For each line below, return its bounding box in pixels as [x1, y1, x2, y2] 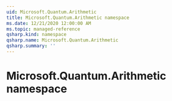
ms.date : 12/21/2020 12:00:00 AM [6, 20, 91, 26]
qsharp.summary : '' [6, 43, 56, 49]
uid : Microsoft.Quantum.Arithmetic [6, 9, 97, 15]
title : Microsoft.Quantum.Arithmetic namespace [6, 15, 130, 21]
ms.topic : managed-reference [6, 26, 81, 32]
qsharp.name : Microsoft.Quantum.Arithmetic [6, 37, 119, 43]
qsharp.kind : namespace [6, 32, 67, 38]
